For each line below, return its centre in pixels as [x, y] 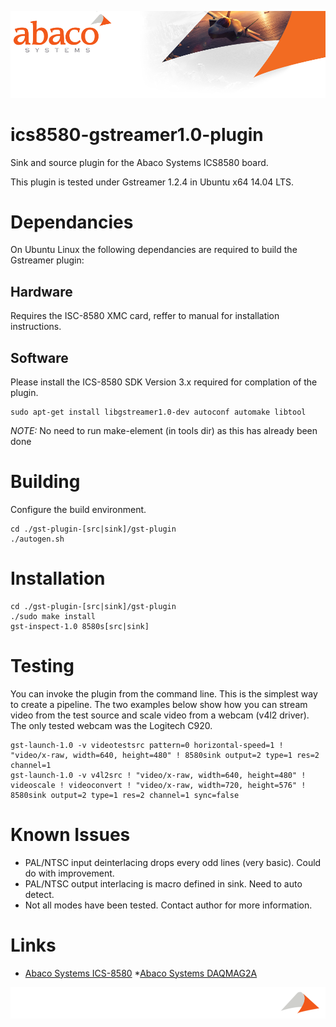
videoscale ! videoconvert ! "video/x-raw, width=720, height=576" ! [158, 785]
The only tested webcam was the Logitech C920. [111, 725]
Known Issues [70, 835]
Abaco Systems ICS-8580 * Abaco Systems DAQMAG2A [141, 973]
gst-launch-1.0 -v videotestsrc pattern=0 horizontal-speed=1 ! [147, 745]
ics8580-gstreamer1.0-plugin [137, 134]
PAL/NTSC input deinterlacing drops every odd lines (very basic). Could [173, 862]
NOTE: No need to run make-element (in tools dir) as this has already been [164, 431]
